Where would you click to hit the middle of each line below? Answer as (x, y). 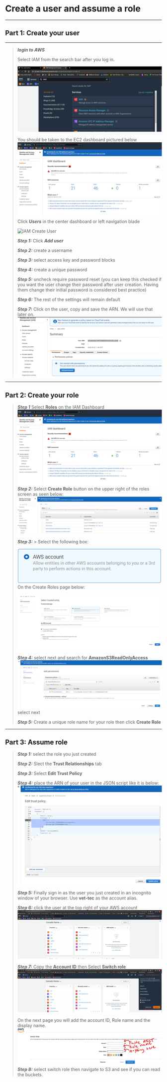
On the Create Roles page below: (51, 587)
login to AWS (31, 50)
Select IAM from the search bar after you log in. (66, 59)
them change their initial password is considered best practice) (82, 290)
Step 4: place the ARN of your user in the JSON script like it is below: (88, 783)
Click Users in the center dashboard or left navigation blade (79, 221)
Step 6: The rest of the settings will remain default (69, 299)
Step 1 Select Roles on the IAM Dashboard (61, 407)
